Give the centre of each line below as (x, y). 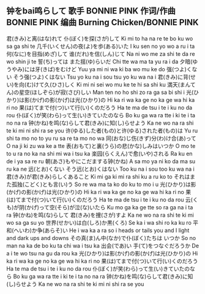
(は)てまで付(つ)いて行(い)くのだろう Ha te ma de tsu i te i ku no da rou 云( (99, 199)
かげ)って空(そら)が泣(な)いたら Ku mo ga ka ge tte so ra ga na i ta (110, 207)
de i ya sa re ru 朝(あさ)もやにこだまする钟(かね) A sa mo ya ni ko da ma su (101, 161)
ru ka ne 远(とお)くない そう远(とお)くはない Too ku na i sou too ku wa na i (100, 169)
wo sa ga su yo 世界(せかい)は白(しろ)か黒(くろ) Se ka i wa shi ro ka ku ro (99, 222)
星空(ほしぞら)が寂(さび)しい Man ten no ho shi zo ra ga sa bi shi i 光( (106, 92)
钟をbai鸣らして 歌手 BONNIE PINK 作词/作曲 (91, 11)
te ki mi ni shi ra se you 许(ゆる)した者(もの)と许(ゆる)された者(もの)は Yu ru (102, 130)
